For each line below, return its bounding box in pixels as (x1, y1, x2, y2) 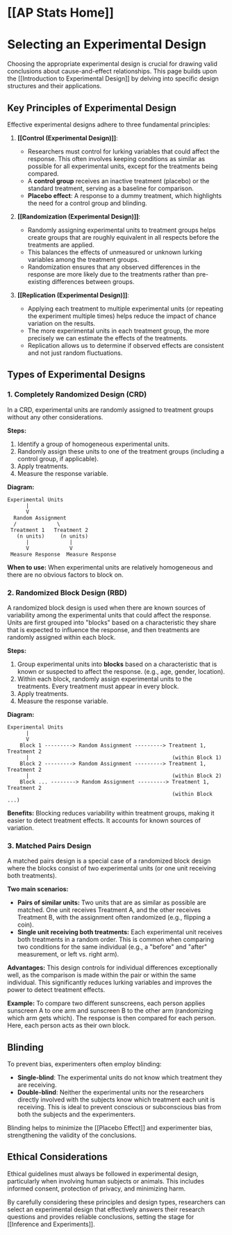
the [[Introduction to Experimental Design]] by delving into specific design (7, 74, 219, 83)
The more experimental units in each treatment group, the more (27, 326, 210, 335)
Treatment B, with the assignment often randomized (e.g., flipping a (17, 913, 210, 922)
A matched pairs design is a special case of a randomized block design (7, 856, 211, 865)
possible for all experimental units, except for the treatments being (27, 162, 218, 170)
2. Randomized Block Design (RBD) (7, 588, 127, 597)
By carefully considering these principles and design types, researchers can (7, 1197, 226, 1206)
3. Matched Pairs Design (7, 840, 92, 850)
